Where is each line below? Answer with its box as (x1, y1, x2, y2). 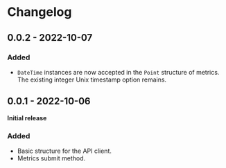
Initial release (7, 113, 47, 122)
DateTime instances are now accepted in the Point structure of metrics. (17, 68, 220, 76)
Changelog (7, 4, 72, 20)
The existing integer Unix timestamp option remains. (17, 75, 167, 84)
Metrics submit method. (17, 153, 86, 162)
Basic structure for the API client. (17, 147, 112, 155)
